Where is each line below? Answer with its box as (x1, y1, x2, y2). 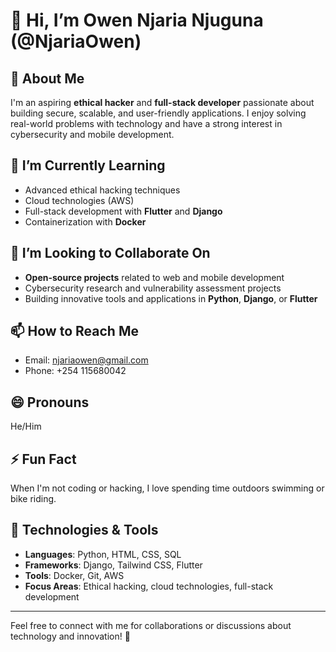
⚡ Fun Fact (10, 450, 77, 468)
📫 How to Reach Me (10, 323, 139, 340)
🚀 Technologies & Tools (10, 522, 159, 539)
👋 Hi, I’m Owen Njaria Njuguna (10, 9, 264, 32)
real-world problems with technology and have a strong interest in (10, 118, 283, 129)
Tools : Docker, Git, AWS (24, 569, 125, 581)
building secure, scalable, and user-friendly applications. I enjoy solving (10, 107, 307, 119)
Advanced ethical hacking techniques (24, 184, 181, 196)
